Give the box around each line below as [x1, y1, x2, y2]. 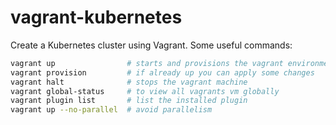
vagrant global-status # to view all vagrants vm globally [10, 86, 280, 96]
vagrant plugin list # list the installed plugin [10, 96, 248, 106]
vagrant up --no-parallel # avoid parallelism [10, 105, 213, 115]
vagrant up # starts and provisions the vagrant [10, 58, 284, 68]
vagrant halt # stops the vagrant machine [10, 77, 248, 87]
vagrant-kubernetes [10, 6, 183, 29]
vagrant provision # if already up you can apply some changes [10, 67, 315, 78]
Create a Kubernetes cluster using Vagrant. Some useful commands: [10, 39, 293, 51]
